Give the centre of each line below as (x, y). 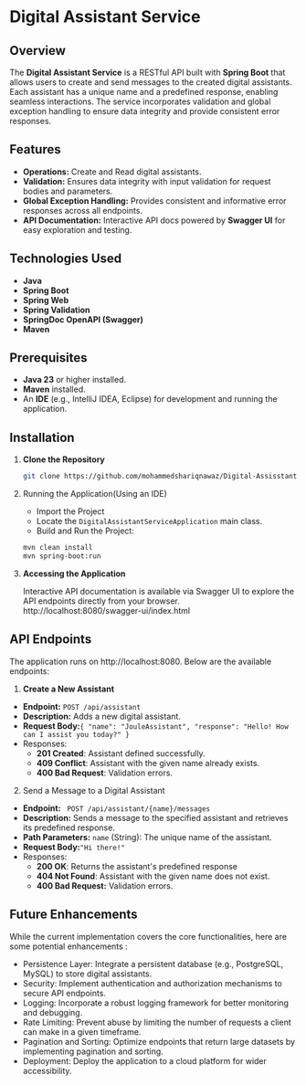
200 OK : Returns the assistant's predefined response (137, 866)
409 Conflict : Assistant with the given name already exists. (148, 763)
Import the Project (70, 511)
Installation (42, 437)
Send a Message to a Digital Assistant (94, 790)
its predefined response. (69, 827)
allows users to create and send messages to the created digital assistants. (151, 82)
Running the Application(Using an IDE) (95, 494)
